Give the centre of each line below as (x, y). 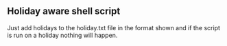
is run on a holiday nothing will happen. (62, 35)
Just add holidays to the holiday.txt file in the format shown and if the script (114, 27)
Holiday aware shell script (64, 11)
